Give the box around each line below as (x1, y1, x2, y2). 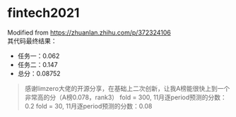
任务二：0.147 (17, 60, 58, 68)
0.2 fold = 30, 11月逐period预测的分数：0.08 (24, 101, 153, 110)
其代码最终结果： (7, 37, 57, 45)
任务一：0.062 (17, 51, 60, 60)
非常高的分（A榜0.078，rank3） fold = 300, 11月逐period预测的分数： (24, 93, 228, 101)
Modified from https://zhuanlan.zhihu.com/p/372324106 (7, 28, 171, 37)
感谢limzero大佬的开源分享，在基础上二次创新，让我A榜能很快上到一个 (24, 84, 230, 92)
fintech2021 (7, 5, 80, 21)
